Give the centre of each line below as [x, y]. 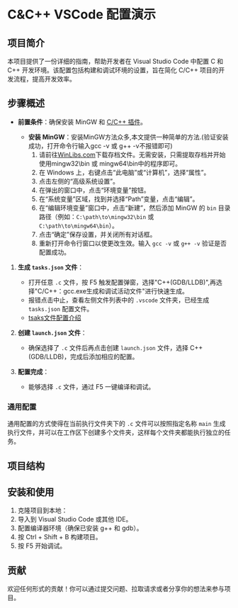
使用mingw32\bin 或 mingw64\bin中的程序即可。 [110, 163]
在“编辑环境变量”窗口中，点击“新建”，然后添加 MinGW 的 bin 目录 [135, 208]
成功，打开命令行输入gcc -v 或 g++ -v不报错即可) [100, 145]
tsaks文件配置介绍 [55, 317]
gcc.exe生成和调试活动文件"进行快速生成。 [126, 291]
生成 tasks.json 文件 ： [51, 267]
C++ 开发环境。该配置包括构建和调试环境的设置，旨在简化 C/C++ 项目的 [113, 70]
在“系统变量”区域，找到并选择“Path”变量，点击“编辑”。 [119, 198]
